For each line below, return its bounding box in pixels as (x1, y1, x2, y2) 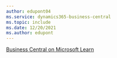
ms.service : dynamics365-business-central (6, 14, 111, 20)
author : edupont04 (6, 8, 51, 14)
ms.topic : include (6, 19, 51, 25)
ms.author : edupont (6, 30, 54, 36)
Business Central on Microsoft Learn (6, 46, 94, 53)
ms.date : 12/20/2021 (6, 24, 57, 31)
